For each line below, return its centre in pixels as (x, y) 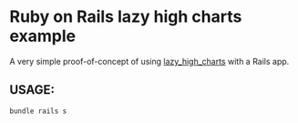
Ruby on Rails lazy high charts (126, 17)
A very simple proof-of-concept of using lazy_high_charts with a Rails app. (149, 61)
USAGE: (32, 90)
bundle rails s (38, 111)
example (43, 36)
